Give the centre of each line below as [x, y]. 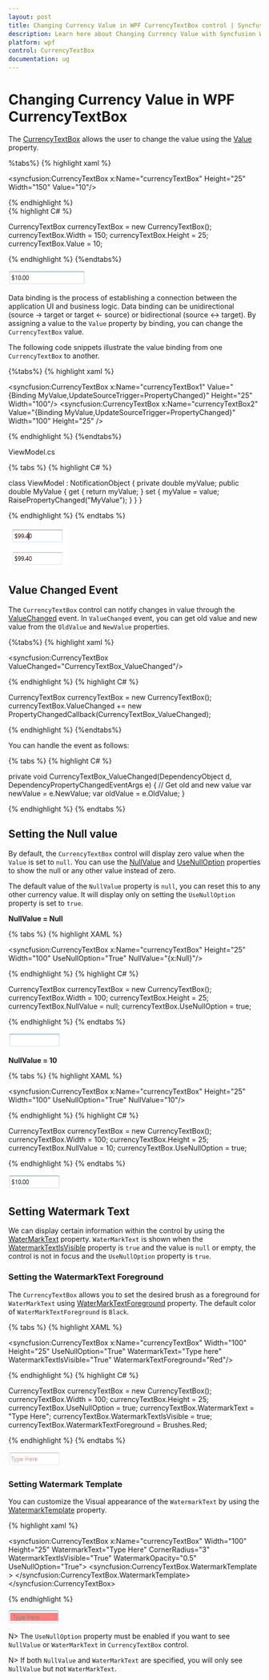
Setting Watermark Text [69, 1211]
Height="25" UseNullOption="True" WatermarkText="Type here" [115, 1351]
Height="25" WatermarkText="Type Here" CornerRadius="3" [109, 1549]
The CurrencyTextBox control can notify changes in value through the [122, 610]
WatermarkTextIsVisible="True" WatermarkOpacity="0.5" [103, 1557]
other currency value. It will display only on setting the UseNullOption [122, 894]
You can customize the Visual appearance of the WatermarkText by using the [134, 1501]
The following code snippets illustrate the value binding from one [115, 347]
